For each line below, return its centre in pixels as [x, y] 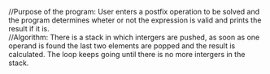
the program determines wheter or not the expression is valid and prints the [135, 20]
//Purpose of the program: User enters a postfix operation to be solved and [134, 12]
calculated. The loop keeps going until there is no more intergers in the [127, 54]
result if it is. [29, 29]
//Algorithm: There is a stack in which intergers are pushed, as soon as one [134, 37]
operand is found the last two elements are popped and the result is [122, 46]
